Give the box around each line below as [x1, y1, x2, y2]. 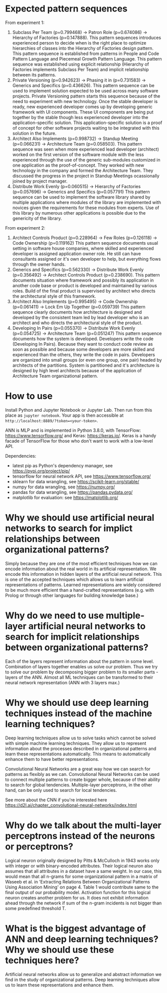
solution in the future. [12, 130, 56, 136]
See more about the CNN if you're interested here [5, 796, 107, 803]
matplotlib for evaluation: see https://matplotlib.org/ [12, 494, 119, 500]
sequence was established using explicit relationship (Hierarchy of [12, 61, 150, 67]
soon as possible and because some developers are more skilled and [12, 346, 155, 352]
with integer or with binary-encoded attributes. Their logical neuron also [5, 862, 153, 868]
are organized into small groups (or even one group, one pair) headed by [12, 357, 162, 363]
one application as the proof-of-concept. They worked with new [12, 162, 145, 168]
